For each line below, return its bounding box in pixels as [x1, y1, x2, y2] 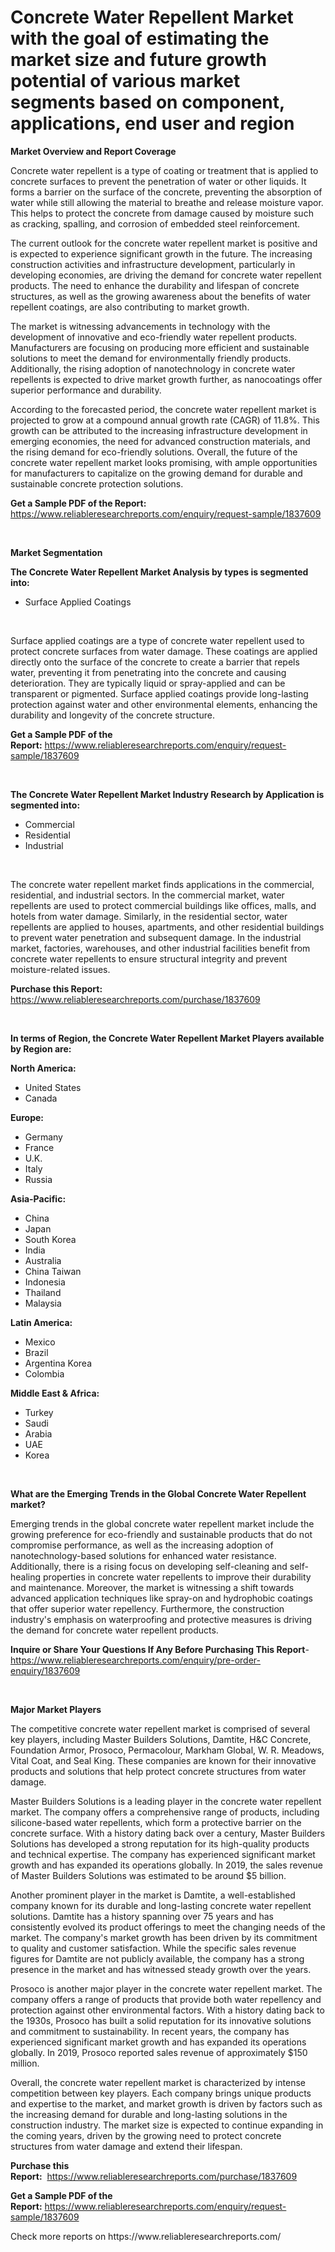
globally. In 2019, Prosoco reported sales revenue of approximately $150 [10, 2046, 308, 2058]
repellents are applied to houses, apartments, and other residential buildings [10, 921, 325, 933]
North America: [10, 1062, 77, 1074]
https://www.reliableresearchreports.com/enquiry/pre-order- [10, 1654, 261, 1666]
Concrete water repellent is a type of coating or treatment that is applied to [10, 164, 319, 176]
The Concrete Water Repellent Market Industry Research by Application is [10, 788, 325, 800]
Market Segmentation [10, 546, 103, 558]
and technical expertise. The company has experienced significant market [10, 1848, 316, 1860]
